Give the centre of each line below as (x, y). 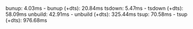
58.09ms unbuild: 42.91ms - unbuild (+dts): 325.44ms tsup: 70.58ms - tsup (97, 14)
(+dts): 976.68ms (26, 20)
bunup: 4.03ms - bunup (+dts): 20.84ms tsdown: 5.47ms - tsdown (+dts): (94, 8)
